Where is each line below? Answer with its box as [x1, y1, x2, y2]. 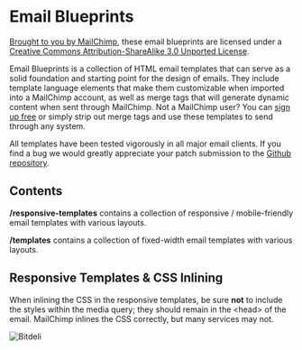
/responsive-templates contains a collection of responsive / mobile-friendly [9, 207, 294, 218]
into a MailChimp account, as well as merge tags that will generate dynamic [9, 92, 290, 103]
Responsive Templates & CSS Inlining [9, 271, 224, 286]
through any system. [9, 120, 86, 132]
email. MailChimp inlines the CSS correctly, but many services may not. [9, 313, 274, 324]
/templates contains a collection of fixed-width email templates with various [9, 235, 293, 245]
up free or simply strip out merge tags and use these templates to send [9, 111, 273, 122]
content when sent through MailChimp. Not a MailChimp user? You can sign [9, 101, 291, 112]
